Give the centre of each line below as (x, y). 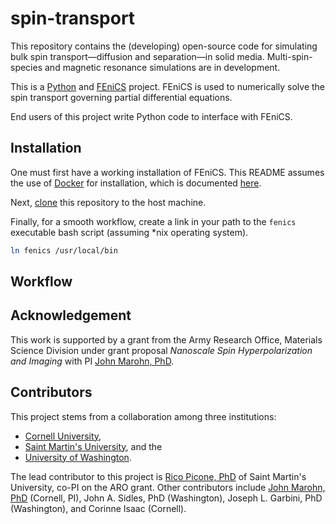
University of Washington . (78, 457)
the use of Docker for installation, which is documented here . (136, 183)
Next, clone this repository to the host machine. (108, 202)
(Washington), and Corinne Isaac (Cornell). (98, 508)
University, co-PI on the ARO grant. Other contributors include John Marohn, (168, 487)
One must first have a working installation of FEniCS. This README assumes (167, 172)
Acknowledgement (71, 315)
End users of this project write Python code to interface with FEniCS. (151, 116)
